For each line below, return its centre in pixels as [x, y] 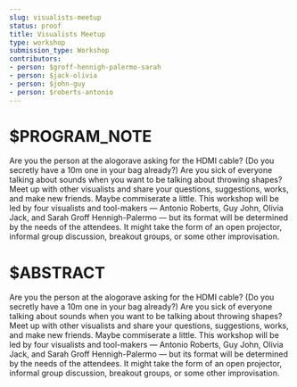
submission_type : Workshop [59, 51]
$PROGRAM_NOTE [81, 136]
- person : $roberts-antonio [62, 92]
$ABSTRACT [57, 272]
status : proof [36, 26]
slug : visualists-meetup [55, 17]
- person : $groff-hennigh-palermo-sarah [86, 68]
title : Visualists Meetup [57, 34]
